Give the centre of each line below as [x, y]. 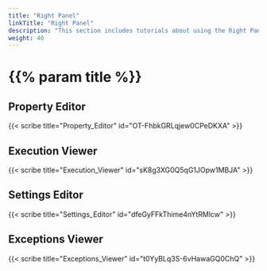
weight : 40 [26, 38]
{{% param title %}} [75, 77]
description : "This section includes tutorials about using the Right [128, 30]
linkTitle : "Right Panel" [51, 23]
